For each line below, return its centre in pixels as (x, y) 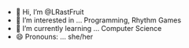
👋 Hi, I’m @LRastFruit (50, 12)
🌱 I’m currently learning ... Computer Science (89, 28)
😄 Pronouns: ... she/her (54, 36)
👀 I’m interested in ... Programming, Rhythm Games (98, 20)
